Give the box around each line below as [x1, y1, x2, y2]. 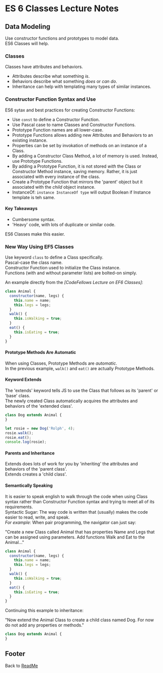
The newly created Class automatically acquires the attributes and [5, 398, 138, 404]
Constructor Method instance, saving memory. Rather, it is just [12, 168, 138, 174]
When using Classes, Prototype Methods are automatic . [5, 360, 118, 366]
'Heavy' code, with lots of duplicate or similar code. [12, 221, 116, 227]
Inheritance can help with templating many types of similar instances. [12, 84, 152, 89]
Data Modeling [5, 22, 51, 31]
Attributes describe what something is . [12, 73, 90, 79]
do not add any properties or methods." [5, 622, 84, 628]
